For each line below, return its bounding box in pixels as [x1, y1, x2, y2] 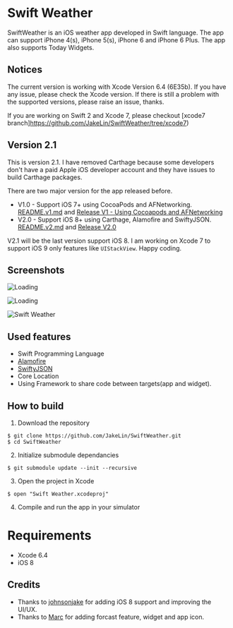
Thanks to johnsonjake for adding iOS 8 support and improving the [17, 598, 212, 606]
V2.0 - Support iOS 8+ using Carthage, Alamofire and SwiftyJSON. [17, 215, 212, 224]
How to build [7, 400, 64, 412]
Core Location [17, 372, 59, 380]
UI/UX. [17, 605, 37, 613]
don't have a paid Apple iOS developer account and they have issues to [7, 165, 215, 174]
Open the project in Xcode [17, 477, 95, 485]
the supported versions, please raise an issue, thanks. [7, 97, 165, 106]
